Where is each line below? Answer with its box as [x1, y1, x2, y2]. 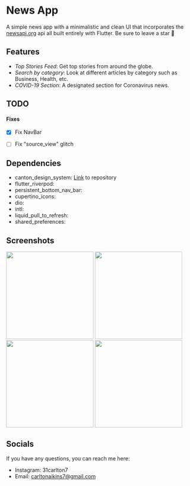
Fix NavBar [14, 128, 42, 136]
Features [6, 47, 40, 57]
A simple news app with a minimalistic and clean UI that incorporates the [6, 23, 184, 30]
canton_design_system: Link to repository [14, 174, 117, 181]
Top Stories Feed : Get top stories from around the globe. [14, 62, 153, 70]
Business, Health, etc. [14, 75, 68, 82]
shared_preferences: [14, 218, 66, 225]
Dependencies [6, 158, 61, 168]
